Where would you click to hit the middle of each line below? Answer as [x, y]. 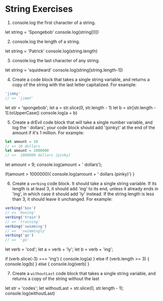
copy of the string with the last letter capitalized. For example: [74, 85]
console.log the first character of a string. [54, 23]
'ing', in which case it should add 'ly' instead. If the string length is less [83, 194]
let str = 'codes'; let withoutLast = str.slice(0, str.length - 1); [64, 288]
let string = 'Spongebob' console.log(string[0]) [52, 32]
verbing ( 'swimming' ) [26, 226]
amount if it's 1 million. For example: [48, 133]
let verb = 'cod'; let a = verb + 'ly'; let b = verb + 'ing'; [59, 249]
